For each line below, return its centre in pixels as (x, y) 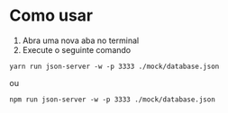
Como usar (51, 16)
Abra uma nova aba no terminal (81, 40)
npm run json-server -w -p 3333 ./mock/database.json (113, 100)
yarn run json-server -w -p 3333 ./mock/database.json (114, 66)
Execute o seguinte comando (77, 49)
